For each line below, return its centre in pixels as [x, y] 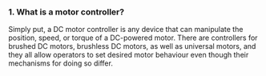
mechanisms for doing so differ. [61, 63]
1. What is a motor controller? [66, 12]
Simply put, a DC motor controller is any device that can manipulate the [126, 30]
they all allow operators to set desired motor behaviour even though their [129, 55]
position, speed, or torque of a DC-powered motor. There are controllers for [133, 38]
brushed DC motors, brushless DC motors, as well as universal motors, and [132, 46]
